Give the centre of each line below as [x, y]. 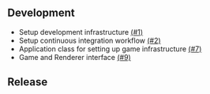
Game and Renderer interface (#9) [75, 57]
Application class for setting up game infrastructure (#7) [110, 49]
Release [28, 82]
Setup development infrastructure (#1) [81, 32]
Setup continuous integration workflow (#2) [90, 40]
